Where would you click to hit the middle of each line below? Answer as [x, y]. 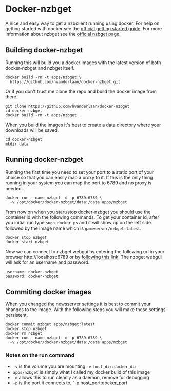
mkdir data [17, 144]
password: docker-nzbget [32, 276]
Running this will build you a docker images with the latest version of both [83, 63]
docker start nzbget [27, 242]
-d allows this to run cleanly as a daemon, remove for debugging [81, 377]
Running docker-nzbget [44, 160]
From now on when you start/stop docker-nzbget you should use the [78, 212]
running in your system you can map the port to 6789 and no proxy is [79, 183]
